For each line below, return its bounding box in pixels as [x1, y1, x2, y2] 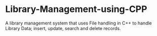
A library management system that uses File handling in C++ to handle [5, 20, 152, 26]
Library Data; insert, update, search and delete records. [5, 25, 121, 31]
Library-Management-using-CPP [5, 3, 147, 15]
